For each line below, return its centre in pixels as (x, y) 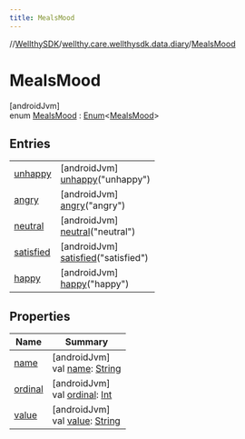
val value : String (86, 421)
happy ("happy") (95, 284)
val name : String (87, 369)
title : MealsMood (42, 18)
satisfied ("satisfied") (104, 258)
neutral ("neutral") (98, 232)
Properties (40, 316)
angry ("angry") (93, 205)
